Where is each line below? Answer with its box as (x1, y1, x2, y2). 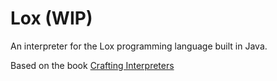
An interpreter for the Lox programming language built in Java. (10, 40, 268, 52)
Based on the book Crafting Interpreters (10, 59, 175, 71)
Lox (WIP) (10, 7, 93, 30)
